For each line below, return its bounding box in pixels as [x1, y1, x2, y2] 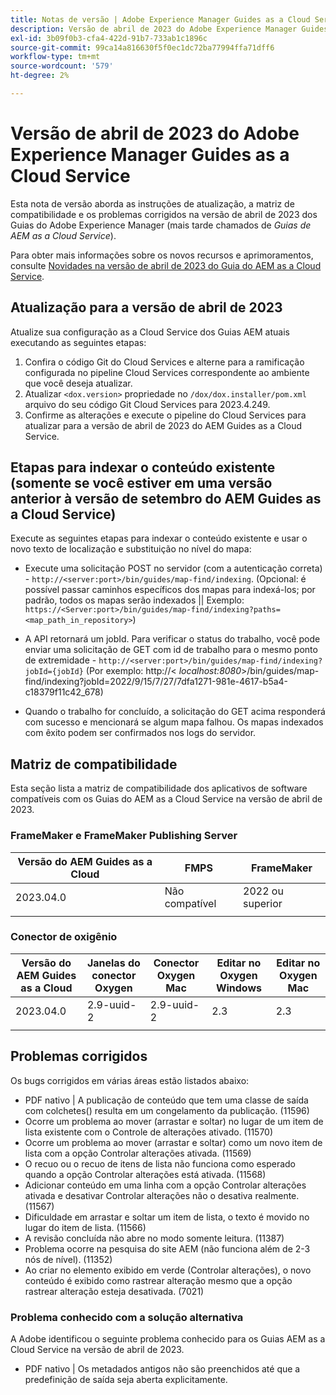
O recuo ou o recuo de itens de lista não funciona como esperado [24, 1157, 296, 1170]
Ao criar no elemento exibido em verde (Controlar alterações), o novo [24, 1264, 312, 1276]
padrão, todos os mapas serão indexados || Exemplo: [24, 594, 245, 606]
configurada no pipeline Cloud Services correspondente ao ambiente [24, 366, 310, 378]
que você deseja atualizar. [24, 377, 133, 389]
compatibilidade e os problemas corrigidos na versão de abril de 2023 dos [10, 208, 318, 220]
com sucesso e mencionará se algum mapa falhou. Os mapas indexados [24, 716, 324, 728]
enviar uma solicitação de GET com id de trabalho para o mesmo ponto [24, 644, 318, 656]
